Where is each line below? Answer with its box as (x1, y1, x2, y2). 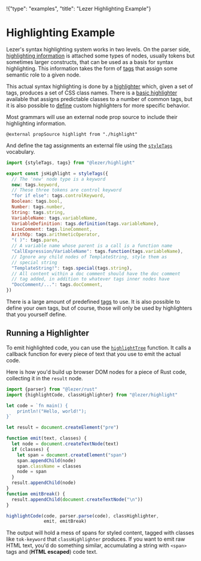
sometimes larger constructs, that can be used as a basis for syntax (6, 58, 173, 65)
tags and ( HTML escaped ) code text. (6, 548, 98, 556)
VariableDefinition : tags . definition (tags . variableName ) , (11, 221, 160, 227)
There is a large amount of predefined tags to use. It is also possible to (6, 298, 181, 306)
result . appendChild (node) (11, 480, 77, 486)
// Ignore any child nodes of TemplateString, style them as (11, 254, 167, 260)
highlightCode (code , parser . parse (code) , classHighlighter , (6, 513, 160, 519)
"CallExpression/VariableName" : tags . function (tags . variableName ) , (11, 248, 184, 255)
